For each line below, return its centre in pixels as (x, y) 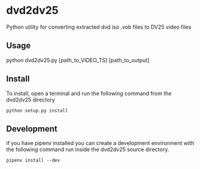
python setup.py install (37, 110)
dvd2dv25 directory (31, 100)
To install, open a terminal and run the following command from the (89, 93)
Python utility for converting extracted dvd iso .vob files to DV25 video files (99, 27)
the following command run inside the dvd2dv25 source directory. (88, 149)
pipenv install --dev (33, 161)
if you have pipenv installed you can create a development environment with (100, 143)
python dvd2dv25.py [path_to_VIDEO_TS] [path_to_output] (78, 60)
